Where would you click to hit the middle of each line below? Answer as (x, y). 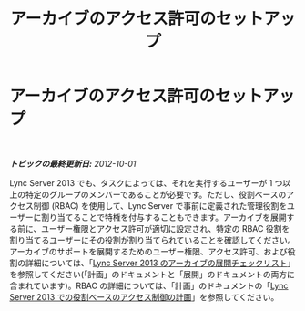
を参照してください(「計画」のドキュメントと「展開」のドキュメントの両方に (152, 274)
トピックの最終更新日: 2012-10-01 (73, 163)
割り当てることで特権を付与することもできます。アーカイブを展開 (163, 217)
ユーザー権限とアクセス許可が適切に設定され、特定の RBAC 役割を (165, 228)
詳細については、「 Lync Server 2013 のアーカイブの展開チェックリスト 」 (160, 263)
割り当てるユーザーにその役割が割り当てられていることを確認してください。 (152, 240)
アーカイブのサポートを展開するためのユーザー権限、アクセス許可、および (149, 251)
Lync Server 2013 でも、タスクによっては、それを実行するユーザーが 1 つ (146, 182)
